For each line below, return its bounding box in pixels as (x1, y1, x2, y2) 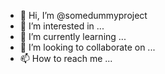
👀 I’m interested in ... (19, 20, 105, 32)
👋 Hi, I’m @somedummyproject (19, 10, 148, 21)
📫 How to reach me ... (19, 53, 113, 64)
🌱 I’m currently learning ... (19, 31, 127, 42)
